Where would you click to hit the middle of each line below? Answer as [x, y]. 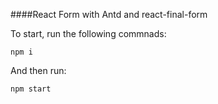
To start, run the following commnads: [88, 33]
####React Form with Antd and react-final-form [109, 14]
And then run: [38, 70]
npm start [31, 89]
